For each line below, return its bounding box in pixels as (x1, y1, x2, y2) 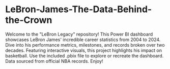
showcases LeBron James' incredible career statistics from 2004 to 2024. (5, 37, 161, 43)
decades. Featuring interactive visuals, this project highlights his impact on (5, 47, 162, 53)
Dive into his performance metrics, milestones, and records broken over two (5, 42, 165, 48)
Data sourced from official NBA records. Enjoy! (5, 58, 103, 64)
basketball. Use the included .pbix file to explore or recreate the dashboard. (5, 52, 164, 59)
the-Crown (5, 14, 52, 26)
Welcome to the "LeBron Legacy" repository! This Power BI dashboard (5, 31, 153, 37)
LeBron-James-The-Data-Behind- (5, 4, 152, 15)
